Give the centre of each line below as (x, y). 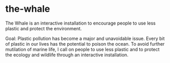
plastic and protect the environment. (44, 28)
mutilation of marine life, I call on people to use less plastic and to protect (82, 49)
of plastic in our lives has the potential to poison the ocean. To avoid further (85, 44)
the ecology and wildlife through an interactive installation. (67, 55)
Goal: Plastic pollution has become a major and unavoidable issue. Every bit (85, 38)
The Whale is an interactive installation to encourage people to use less (81, 23)
